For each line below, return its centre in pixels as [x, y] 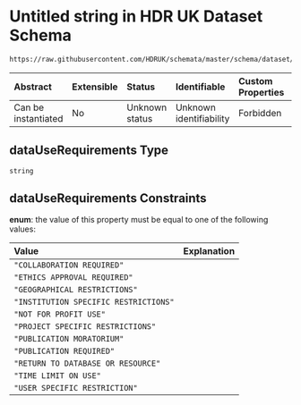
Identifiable [200, 87]
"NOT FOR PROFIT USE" [60, 314]
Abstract [33, 87]
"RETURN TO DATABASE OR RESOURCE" [87, 363]
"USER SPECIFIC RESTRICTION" [76, 388]
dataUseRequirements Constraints [108, 198]
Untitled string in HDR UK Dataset [136, 17]
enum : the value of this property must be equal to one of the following [139, 220]
